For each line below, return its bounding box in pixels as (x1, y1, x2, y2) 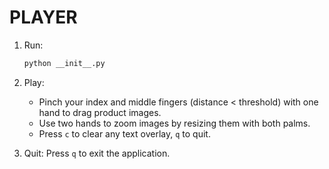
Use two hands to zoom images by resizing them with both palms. (38, 117, 311, 129)
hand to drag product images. (38, 106, 162, 118)
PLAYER (9, 6, 78, 29)
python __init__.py (23, 58, 106, 68)
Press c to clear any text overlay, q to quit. (38, 127, 211, 140)
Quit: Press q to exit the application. (23, 147, 171, 159)
